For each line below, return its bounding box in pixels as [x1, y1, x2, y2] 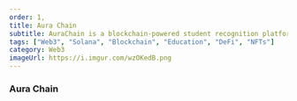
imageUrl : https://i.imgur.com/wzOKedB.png [9, 54, 172, 62]
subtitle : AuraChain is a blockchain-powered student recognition [9, 29, 259, 38]
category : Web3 [9, 46, 65, 54]
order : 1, [9, 12, 46, 22]
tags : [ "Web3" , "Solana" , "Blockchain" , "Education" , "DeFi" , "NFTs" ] [9, 37, 275, 47]
